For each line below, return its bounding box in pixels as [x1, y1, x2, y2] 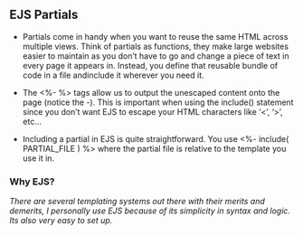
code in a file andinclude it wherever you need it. [22, 70, 205, 80]
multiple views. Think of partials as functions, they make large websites [22, 41, 289, 52]
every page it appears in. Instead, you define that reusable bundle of [22, 60, 279, 70]
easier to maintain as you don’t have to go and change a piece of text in [22, 50, 289, 61]
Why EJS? [9, 175, 55, 188]
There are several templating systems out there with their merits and [9, 196, 265, 207]
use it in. [22, 153, 55, 164]
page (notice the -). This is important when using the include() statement [22, 97, 294, 108]
